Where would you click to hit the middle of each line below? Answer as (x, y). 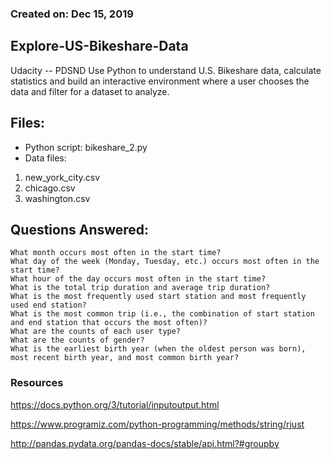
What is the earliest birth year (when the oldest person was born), (158, 349)
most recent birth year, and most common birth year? (125, 358)
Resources (37, 383)
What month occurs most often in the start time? (116, 253)
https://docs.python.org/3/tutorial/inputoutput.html (115, 404)
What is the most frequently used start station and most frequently (158, 297)
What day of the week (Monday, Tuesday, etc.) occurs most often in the (165, 262)
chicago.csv (50, 188)
